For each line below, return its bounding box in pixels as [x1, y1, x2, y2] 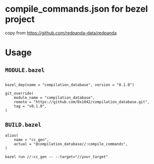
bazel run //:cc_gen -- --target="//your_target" [5, 154, 109, 159]
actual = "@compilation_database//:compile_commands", [14, 142, 128, 146]
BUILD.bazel [5, 121, 42, 128]
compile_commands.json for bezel [5, 3, 148, 15]
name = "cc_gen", [14, 137, 49, 142]
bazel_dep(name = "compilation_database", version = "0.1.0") [5, 82, 134, 87]
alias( [5, 133, 19, 138]
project [5, 14, 35, 25]
